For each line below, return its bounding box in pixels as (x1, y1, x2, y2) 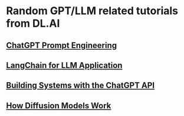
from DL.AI (6, 17, 60, 30)
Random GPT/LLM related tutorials (6, 4, 179, 18)
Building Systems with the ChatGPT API (6, 80, 155, 91)
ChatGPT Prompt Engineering (6, 40, 117, 50)
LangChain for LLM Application (6, 60, 123, 70)
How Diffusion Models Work (6, 101, 111, 111)
